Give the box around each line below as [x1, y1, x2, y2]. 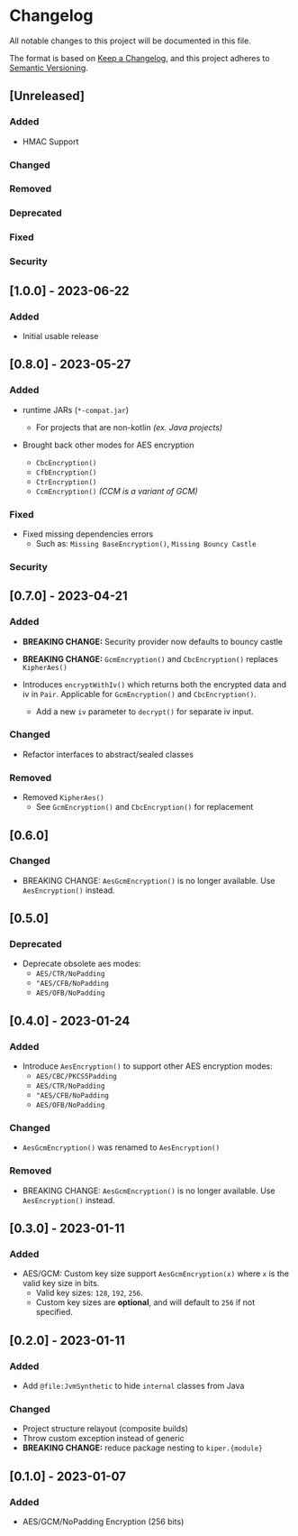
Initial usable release [22, 330, 99, 341]
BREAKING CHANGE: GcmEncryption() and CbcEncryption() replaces [22, 653, 279, 664]
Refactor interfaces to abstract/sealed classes [22, 749, 194, 759]
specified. [35, 1307, 74, 1318]
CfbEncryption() [35, 468, 97, 477]
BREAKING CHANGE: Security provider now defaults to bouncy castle [22, 636, 284, 647]
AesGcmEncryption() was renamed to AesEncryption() [22, 1142, 221, 1153]
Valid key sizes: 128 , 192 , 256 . [35, 1287, 144, 1299]
